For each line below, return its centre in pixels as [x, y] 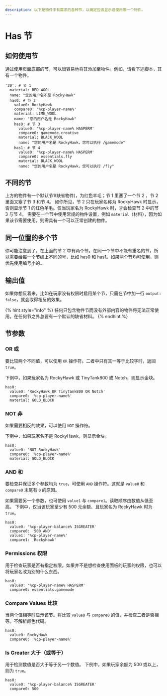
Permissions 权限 [26, 553]
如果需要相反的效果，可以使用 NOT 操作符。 [49, 426]
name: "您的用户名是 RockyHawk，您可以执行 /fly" [66, 166]
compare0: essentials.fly [45, 157]
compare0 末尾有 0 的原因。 [32, 490]
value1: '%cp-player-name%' [39, 536]
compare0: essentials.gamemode [42, 590]
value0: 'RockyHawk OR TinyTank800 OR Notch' [58, 391]
